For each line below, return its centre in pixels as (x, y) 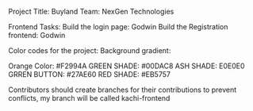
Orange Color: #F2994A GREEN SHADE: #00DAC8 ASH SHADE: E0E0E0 (126, 66)
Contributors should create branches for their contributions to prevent (123, 90)
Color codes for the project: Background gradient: (90, 50)
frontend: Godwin (37, 35)
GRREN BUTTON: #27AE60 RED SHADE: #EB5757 (89, 74)
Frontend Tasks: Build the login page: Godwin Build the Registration (118, 27)
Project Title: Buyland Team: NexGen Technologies (91, 11)
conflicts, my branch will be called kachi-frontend (89, 98)
